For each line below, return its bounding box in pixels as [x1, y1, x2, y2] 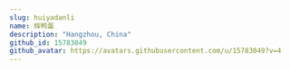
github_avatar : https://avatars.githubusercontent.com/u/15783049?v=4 [9, 47, 282, 56]
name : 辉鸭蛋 [9, 22, 54, 30]
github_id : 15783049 [9, 38, 88, 47]
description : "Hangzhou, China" [9, 30, 131, 39]
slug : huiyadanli [9, 13, 75, 22]
